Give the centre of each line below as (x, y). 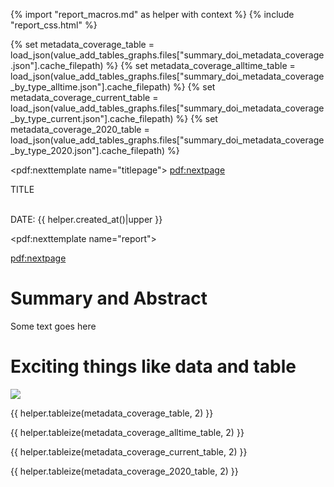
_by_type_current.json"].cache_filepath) (92, 118)
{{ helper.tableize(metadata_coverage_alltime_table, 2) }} (127, 432)
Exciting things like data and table (153, 366)
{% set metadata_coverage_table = (82, 44)
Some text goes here (53, 326)
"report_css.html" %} (54, 25)
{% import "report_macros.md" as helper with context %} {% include (152, 14)
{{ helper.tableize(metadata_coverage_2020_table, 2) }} (124, 471)
